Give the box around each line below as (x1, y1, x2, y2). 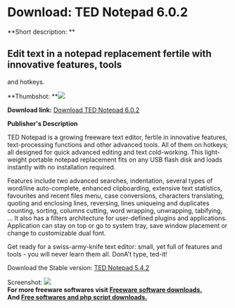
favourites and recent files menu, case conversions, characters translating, (7, 191, 224, 200)
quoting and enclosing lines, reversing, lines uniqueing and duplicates (7, 198, 210, 207)
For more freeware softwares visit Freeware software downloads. (7, 285, 203, 294)
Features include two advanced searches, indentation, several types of (7, 177, 213, 185)
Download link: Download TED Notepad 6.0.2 (7, 105, 140, 114)
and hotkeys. (7, 77, 45, 86)
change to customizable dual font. (7, 229, 106, 237)
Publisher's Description (7, 119, 78, 127)
